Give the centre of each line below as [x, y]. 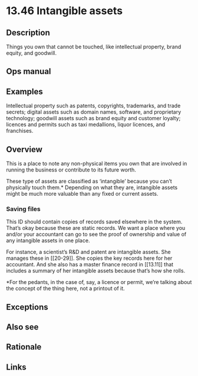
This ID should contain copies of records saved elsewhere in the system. [94, 222]
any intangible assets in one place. [48, 240]
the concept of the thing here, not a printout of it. [65, 288]
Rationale [24, 347]
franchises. [20, 131]
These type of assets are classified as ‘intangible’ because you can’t [89, 182]
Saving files [23, 209]
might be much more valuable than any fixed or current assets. [82, 194]
